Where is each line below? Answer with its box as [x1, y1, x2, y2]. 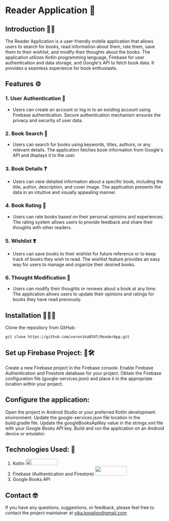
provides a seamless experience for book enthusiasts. [5, 65, 118, 71]
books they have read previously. [12, 296, 82, 303]
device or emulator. [5, 430, 45, 436]
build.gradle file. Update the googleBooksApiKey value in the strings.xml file [5, 420, 163, 426]
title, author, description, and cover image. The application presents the [12, 184, 161, 190]
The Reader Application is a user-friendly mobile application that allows [5, 38, 154, 44]
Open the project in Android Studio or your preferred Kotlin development [5, 409, 155, 415]
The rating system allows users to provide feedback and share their [12, 219, 153, 225]
